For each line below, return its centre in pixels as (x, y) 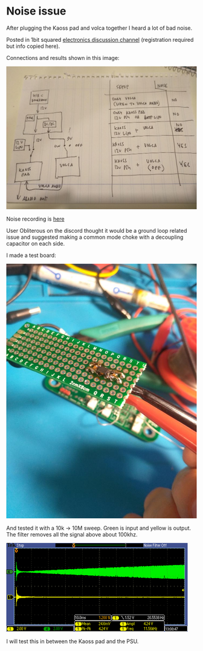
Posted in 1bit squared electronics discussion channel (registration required (100, 39)
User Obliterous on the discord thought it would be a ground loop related (97, 231)
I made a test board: (31, 255)
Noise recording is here (35, 219)
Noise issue (36, 11)
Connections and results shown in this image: (63, 58)
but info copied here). (33, 46)
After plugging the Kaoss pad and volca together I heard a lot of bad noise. (99, 28)
